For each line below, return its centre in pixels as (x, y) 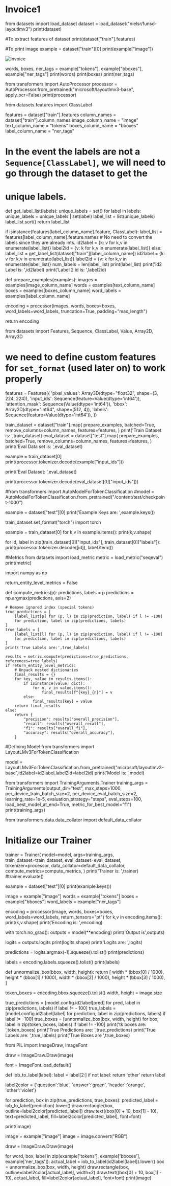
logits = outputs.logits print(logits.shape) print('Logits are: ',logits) (74, 942)
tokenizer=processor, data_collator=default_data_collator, (65, 865)
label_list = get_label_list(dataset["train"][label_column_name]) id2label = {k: (85, 254)
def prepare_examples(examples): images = (51, 280)
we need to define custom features (81, 357)
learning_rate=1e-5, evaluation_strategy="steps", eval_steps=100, (74, 799)
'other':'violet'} (21, 1090)
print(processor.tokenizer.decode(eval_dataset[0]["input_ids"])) (72, 482)
